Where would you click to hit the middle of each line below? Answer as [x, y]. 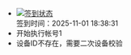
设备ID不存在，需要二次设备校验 [69, 43]
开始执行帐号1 [39, 33]
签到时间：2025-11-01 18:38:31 [67, 23]
